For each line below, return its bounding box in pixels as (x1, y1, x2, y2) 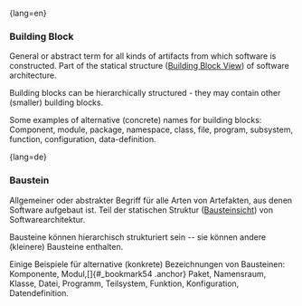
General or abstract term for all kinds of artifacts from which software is (9, 51, 277, 62)
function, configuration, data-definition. (9, 134, 156, 145)
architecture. (9, 70, 57, 81)
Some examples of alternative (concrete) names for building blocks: (9, 115, 262, 126)
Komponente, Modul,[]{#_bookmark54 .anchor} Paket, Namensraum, (9, 268, 267, 279)
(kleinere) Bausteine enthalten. (9, 241, 124, 252)
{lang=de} (9, 151, 47, 162)
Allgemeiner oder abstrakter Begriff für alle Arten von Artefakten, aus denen (9, 195, 293, 206)
